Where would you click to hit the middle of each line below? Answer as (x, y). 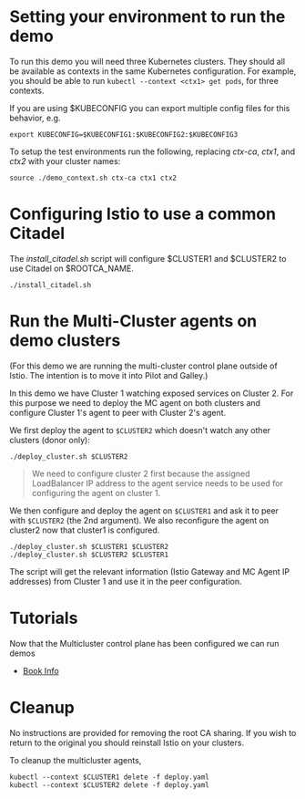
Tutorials (44, 618)
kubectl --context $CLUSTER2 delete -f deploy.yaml (109, 785)
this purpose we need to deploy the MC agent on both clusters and (135, 402)
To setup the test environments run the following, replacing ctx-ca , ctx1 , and (152, 151)
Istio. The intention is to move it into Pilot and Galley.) (109, 375)
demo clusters (65, 341)
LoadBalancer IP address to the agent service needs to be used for (158, 483)
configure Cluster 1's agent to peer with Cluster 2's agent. (118, 412)
